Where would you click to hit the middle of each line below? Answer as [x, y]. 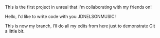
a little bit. [15, 31]
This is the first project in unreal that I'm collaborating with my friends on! [79, 7]
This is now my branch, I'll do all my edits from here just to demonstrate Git [80, 26]
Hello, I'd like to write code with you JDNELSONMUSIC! [60, 16]
